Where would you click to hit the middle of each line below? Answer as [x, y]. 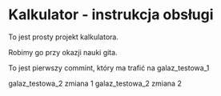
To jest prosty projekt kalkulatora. [63, 37]
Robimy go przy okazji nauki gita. [63, 52]
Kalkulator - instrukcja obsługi [111, 15]
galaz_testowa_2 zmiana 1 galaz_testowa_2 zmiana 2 [95, 83]
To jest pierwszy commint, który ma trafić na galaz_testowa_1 [109, 68]
